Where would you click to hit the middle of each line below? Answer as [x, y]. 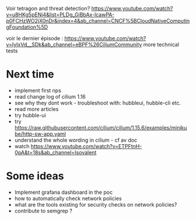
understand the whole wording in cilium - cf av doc [76, 140]
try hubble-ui [30, 115]
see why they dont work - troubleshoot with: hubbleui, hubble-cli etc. [98, 103]
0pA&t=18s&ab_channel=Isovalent [55, 152]
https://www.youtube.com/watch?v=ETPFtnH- [86, 146]
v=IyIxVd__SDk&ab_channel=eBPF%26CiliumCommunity [74, 44]
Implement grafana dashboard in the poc [63, 192]
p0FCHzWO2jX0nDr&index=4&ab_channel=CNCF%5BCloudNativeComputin [98, 21]
